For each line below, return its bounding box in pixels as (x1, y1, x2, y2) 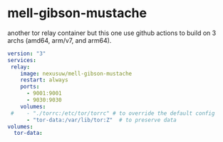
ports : (20, 83, 40, 91)
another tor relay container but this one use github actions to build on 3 (7, 29, 217, 37)
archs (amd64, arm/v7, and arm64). (7, 36, 112, 44)
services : (7, 56, 37, 64)
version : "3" (7, 50, 46, 57)
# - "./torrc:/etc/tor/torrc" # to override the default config (10, 109, 215, 117)
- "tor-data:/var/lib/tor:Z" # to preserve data (26, 116, 177, 123)
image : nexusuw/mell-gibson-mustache (20, 70, 133, 77)
